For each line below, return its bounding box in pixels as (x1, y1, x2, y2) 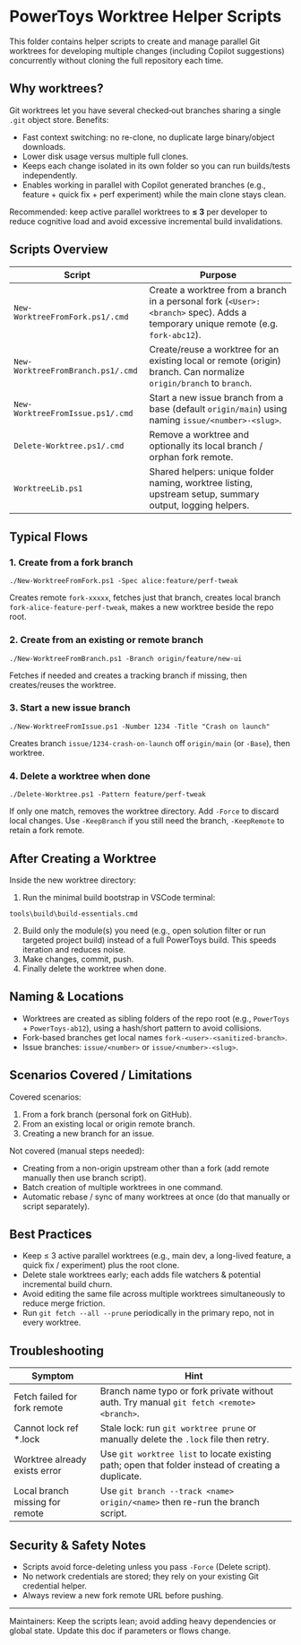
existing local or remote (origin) (149, 354, 282, 367)
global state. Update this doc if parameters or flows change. (9, 1625, 231, 1636)
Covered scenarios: (9, 1092, 82, 1102)
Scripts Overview (9, 242, 109, 257)
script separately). (21, 1200, 90, 1212)
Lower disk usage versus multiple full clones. (21, 151, 189, 161)
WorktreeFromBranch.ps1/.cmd (13, 365, 138, 376)
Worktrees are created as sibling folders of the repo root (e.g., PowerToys (21, 1013, 290, 1023)
